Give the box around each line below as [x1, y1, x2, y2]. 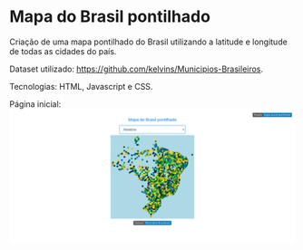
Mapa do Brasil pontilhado [9, 6, 211, 27]
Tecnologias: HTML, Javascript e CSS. [9, 81, 153, 91]
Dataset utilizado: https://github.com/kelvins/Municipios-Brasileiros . [9, 63, 264, 74]
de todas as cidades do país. [9, 45, 117, 56]
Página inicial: [9, 98, 62, 110]
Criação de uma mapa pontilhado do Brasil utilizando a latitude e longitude [9, 36, 288, 47]
